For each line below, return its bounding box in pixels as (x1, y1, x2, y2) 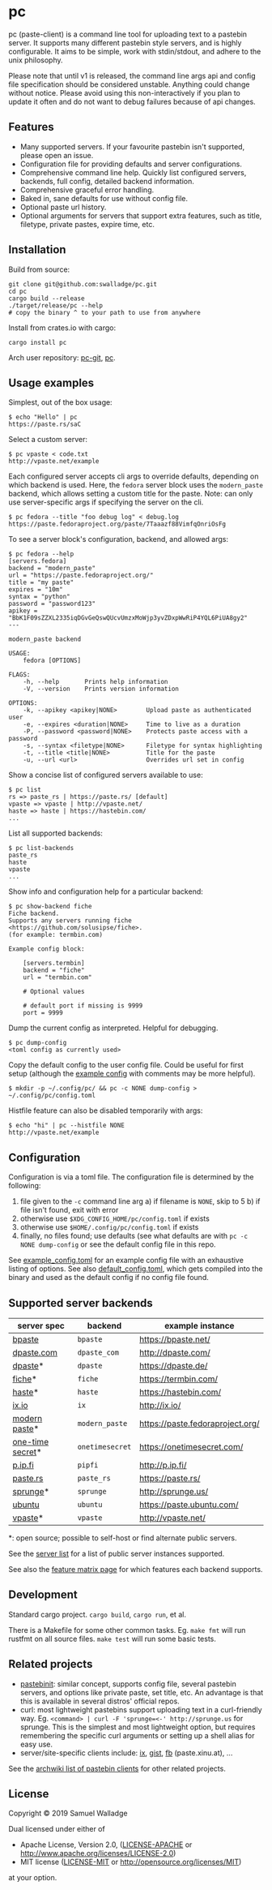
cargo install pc (8, 338, 67, 346)
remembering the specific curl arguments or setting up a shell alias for (19, 1730, 255, 1740)
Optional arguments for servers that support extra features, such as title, (19, 210, 262, 221)
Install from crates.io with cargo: (8, 323, 117, 333)
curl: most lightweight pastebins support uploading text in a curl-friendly (19, 1704, 262, 1714)
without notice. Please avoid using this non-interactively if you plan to (8, 88, 240, 97)
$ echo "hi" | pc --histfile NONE (8, 1122, 125, 1130)
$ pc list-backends (8, 844, 74, 853)
